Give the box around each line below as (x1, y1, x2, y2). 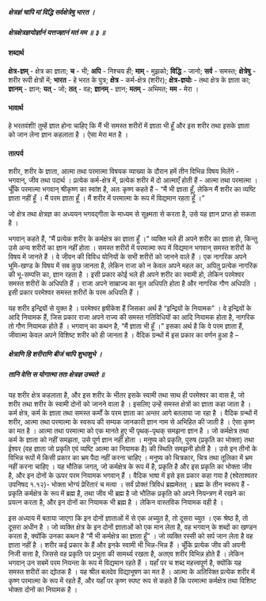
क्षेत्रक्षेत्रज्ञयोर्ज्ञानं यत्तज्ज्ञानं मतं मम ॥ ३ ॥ (8, 27, 105, 37)
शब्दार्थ (8, 48, 25, 58)
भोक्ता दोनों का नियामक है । (8, 584, 78, 594)
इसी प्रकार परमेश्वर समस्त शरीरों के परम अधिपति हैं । (8, 287, 140, 298)
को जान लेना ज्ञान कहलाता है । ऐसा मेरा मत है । (8, 130, 129, 140)
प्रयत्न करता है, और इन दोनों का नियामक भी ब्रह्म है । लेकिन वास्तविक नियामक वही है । (8, 497, 224, 507)
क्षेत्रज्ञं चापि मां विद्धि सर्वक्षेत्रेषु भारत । (8, 7, 95, 17)
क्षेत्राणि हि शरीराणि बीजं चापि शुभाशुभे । (8, 349, 103, 358)
